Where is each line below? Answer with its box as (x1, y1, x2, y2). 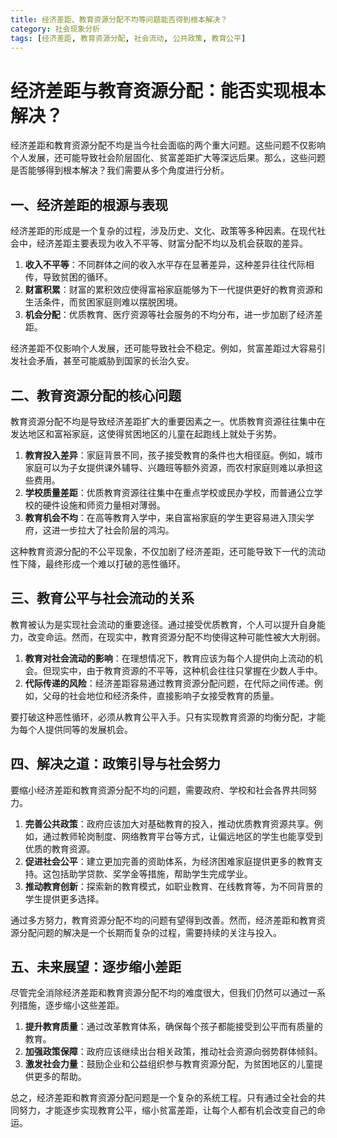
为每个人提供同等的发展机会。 (10, 723, 133, 735)
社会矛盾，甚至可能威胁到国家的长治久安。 (18, 355, 195, 367)
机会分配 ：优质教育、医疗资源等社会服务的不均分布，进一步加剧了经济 (24, 309, 315, 321)
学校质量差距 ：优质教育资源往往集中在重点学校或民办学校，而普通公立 (24, 486, 315, 498)
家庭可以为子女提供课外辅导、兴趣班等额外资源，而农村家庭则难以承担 (24, 461, 315, 473)
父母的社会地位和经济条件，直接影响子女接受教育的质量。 (42, 689, 280, 701)
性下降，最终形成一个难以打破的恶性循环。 (10, 557, 186, 570)
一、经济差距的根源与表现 (10, 196, 168, 213)
